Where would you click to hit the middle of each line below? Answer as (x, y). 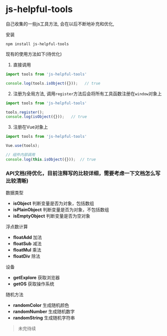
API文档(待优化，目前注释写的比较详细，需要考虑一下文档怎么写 (83, 173)
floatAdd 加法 (27, 237)
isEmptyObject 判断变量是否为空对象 (52, 216)
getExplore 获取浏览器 (36, 278)
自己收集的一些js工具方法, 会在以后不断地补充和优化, (60, 24)
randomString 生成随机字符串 (44, 318)
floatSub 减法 (27, 244)
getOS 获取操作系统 (34, 284)
